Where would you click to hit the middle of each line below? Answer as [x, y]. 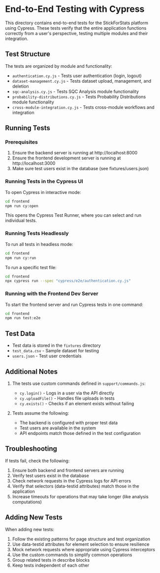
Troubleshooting [31, 449]
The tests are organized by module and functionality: [59, 66]
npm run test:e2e [23, 318]
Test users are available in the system [58, 428]
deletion [20, 86]
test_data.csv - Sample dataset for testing [56, 351]
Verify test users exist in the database [51, 476]
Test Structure [28, 54]
